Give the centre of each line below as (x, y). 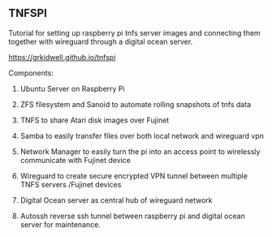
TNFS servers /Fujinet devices (71, 184)
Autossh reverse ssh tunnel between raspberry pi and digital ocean (132, 216)
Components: (31, 73)
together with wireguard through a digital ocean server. (101, 41)
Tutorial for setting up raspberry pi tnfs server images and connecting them (135, 32)
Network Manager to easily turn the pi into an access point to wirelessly (140, 151)
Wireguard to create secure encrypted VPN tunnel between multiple (134, 176)
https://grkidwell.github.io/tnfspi (62, 57)
